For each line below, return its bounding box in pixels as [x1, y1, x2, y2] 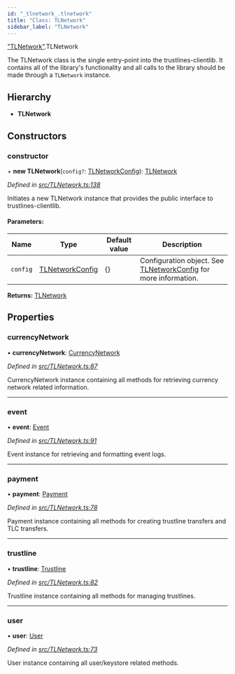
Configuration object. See [139, 256, 225, 266]
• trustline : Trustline [7, 564, 66, 573]
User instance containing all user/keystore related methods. [7, 659, 180, 667]
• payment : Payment [7, 490, 68, 498]
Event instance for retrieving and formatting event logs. [7, 450, 166, 458]
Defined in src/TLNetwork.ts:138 [7, 180, 101, 189]
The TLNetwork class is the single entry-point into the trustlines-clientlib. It [7, 56, 223, 64]
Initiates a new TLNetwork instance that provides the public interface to [7, 194, 213, 202]
